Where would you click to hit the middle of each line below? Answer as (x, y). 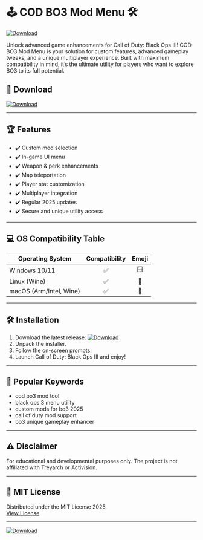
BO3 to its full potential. (35, 70)
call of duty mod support (46, 415)
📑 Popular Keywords (45, 381)
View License (23, 513)
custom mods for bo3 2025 (49, 409)
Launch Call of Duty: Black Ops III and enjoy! (70, 357)
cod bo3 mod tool (37, 396)
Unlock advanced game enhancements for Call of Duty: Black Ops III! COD (99, 45)
